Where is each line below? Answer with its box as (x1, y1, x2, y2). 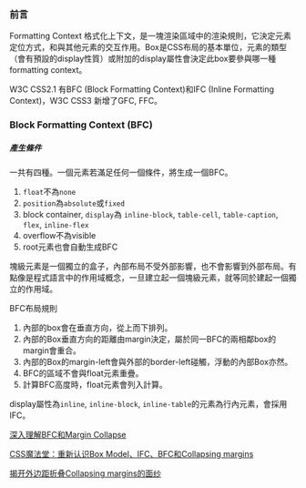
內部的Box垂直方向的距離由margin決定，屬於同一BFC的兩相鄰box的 (22, 334, 277, 345)
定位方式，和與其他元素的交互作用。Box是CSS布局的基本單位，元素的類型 (9, 42, 288, 53)
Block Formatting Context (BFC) (9, 118, 153, 131)
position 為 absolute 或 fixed (22, 198, 126, 208)
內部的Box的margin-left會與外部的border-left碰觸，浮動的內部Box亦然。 (22, 357, 293, 368)
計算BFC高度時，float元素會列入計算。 (22, 380, 168, 391)
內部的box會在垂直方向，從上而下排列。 (22, 322, 173, 333)
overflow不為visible (22, 230, 97, 241)
